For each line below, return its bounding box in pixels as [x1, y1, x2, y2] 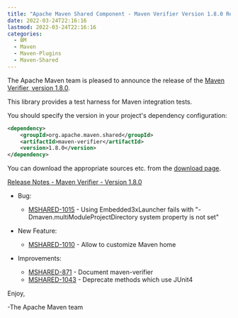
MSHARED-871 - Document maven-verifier [28, 268, 154, 277]
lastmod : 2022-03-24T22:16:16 [7, 23, 97, 31]
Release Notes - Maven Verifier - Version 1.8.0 [7, 178, 142, 187]
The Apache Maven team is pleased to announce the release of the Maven [7, 76, 225, 84]
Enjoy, [7, 289, 25, 298]
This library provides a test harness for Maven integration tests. [7, 97, 193, 106]
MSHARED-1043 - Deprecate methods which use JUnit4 [28, 275, 193, 284]
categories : [7, 30, 42, 38]
